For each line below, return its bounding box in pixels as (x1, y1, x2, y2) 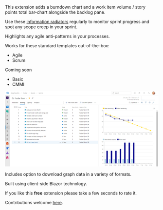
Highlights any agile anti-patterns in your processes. (5, 34, 110, 39)
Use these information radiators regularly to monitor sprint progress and (5, 19, 149, 24)
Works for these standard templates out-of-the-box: (5, 43, 109, 48)
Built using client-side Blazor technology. (5, 181, 87, 187)
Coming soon (5, 67, 32, 73)
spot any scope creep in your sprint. (5, 24, 78, 30)
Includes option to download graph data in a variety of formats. (5, 172, 132, 177)
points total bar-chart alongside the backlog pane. (5, 9, 106, 15)
